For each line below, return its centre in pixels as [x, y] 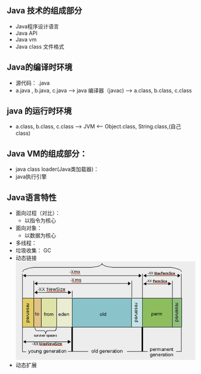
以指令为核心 [40, 221]
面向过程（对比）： [38, 213]
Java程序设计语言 [37, 26]
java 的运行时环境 [39, 111]
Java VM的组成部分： [47, 154]
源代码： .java [33, 83]
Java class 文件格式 [40, 46]
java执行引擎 [31, 177]
